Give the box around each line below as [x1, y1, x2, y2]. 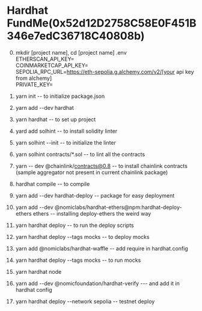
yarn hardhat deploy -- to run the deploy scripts [15, 222, 134, 229]
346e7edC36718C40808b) [7, 29, 145, 43]
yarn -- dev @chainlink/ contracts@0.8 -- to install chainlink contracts [15, 162, 188, 169]
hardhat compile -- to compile [15, 180, 90, 187]
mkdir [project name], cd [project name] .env [15, 49, 127, 56]
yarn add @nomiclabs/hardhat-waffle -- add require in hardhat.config [15, 244, 188, 252]
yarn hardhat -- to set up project [15, 115, 96, 123]
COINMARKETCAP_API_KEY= [15, 61, 89, 69]
